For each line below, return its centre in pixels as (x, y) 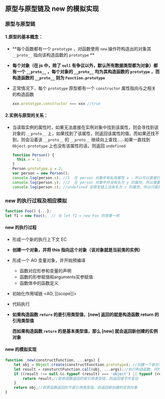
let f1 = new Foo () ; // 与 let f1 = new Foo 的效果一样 (62, 216)
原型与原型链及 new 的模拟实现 (52, 9)
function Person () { (33, 155)
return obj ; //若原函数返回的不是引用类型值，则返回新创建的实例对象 (76, 388)
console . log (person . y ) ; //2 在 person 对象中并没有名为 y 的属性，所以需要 (86, 182)
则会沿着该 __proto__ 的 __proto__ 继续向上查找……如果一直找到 (86, 139)
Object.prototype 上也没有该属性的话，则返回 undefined (69, 146)
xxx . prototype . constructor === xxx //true (56, 103)
